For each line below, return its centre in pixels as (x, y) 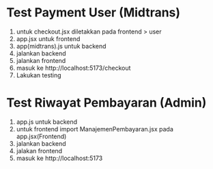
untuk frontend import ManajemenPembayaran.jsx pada (95, 129)
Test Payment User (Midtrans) (94, 13)
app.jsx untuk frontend (48, 38)
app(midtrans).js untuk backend (61, 46)
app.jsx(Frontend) (41, 136)
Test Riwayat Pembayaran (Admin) (106, 103)
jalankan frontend (41, 60)
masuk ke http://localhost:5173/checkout (73, 68)
